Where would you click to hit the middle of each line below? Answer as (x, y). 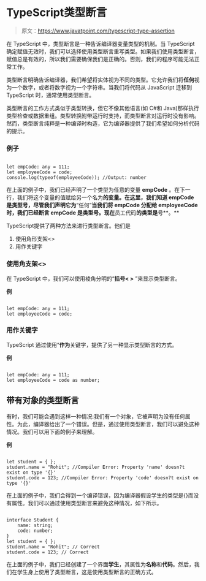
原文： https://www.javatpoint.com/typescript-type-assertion (98, 31)
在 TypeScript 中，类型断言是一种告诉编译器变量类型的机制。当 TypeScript (101, 44)
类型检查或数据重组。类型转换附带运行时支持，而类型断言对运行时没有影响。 (103, 116)
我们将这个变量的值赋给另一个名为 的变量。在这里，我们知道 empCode (105, 197)
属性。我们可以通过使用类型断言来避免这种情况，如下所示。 (87, 503)
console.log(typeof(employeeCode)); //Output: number (77, 178)
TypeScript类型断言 (57, 13)
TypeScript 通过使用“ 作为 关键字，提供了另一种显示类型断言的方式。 (92, 344)
